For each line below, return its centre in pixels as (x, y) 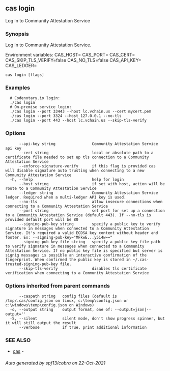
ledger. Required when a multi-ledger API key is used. (66, 197)
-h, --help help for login (67, 179)
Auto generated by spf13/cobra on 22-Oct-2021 (55, 363)
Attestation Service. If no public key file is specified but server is (84, 251)
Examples (18, 88)
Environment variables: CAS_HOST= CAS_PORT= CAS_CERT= (70, 55)
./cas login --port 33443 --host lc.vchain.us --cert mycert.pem (81, 111)
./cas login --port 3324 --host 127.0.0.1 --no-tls (66, 116)
